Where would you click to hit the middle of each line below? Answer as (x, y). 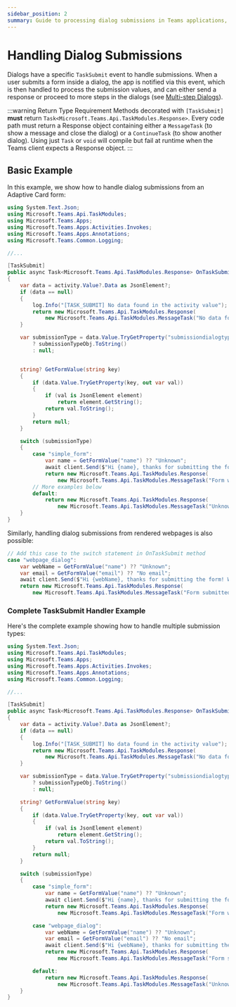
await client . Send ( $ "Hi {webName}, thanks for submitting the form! (122, 580)
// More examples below (67, 487)
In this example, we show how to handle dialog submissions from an (106, 187)
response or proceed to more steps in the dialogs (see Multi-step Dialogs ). (115, 97)
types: (17, 634)
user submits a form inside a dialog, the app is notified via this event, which (116, 82)
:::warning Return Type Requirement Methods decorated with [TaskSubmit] (116, 111)
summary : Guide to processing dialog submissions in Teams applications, (118, 20)
